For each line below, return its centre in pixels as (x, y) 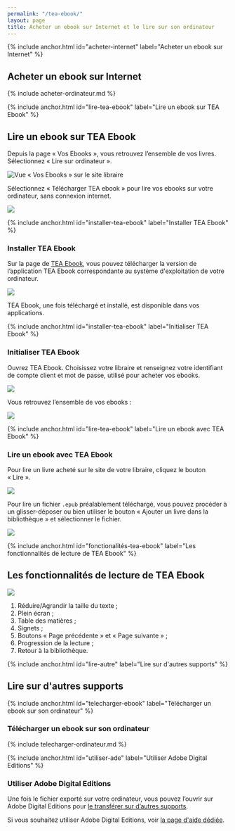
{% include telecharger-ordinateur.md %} (67, 744)
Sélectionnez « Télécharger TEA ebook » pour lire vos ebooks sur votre (110, 188)
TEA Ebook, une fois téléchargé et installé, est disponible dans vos (103, 305)
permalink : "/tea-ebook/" (45, 14)
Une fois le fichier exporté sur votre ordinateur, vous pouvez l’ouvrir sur (110, 799)
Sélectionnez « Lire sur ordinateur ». (60, 161)
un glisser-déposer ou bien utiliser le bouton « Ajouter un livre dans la (108, 512)
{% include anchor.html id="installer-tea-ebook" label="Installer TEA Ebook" (118, 223)
